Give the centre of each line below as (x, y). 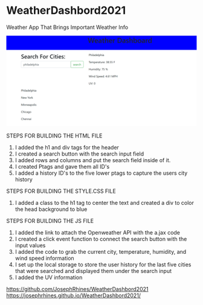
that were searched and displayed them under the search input (93, 271)
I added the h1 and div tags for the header (67, 148)
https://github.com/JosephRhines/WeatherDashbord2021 (77, 289)
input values (30, 245)
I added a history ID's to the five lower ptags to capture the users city (101, 173)
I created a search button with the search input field (79, 154)
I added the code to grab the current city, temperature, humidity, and (101, 252)
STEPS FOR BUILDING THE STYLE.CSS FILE (61, 191)
